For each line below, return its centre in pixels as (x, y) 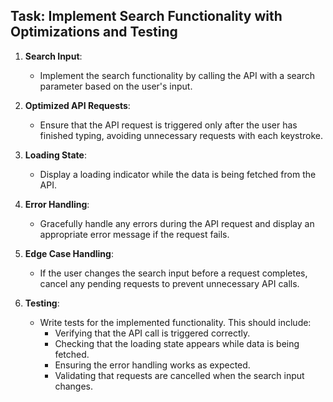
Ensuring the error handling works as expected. (152, 365)
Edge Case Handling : (69, 253)
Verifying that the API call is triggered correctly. (152, 333)
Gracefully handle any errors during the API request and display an (177, 223)
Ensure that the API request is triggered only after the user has (168, 125)
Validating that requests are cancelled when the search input (179, 375)
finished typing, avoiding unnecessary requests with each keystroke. (181, 135)
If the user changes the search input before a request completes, (173, 273)
